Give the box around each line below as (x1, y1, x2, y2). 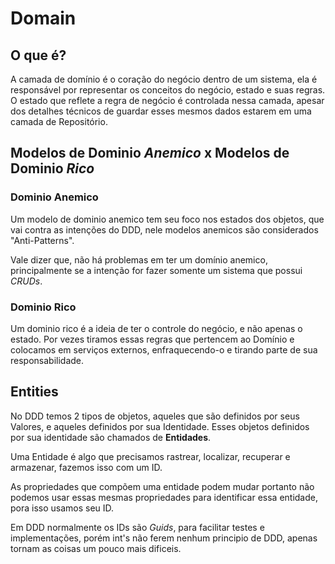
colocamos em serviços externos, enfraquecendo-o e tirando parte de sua (10, 343, 318, 356)
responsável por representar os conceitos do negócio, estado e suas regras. (10, 84, 326, 96)
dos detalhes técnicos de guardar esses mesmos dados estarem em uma (10, 105, 312, 117)
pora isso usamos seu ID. (10, 502, 115, 514)
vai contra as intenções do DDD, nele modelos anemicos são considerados (10, 223, 319, 236)
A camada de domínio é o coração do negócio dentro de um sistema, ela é (10, 73, 318, 85)
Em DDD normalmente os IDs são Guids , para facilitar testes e (10, 521, 265, 533)
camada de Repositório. (10, 116, 108, 127)
